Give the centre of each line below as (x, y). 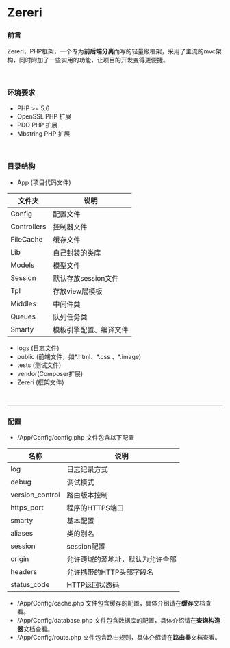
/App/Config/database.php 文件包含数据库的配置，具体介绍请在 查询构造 (118, 621)
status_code (30, 585)
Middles (23, 304)
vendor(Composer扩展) (50, 374)
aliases (22, 534)
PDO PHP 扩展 (37, 125)
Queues (23, 316)
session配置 (86, 547)
